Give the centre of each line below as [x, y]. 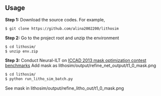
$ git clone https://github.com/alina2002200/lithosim [62, 29]
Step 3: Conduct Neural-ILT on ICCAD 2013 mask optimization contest [76, 61]
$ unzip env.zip [21, 51]
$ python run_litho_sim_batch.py [39, 79]
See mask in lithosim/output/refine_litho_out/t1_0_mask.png [65, 88]
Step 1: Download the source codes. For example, [55, 19]
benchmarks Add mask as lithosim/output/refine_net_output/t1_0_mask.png [80, 65]
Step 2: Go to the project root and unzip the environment [62, 38]
